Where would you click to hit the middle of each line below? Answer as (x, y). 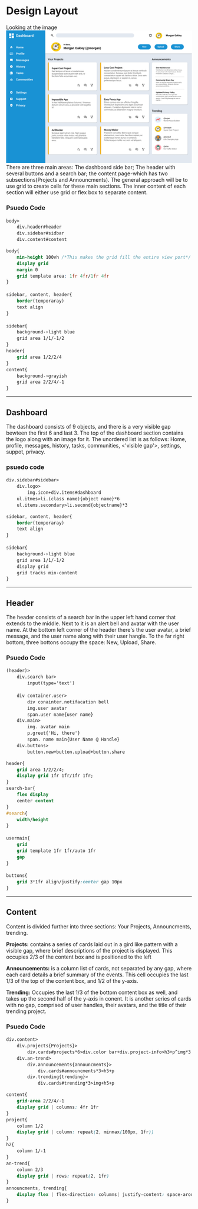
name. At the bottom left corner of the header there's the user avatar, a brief (99, 630)
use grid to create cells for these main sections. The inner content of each (96, 186)
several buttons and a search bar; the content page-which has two (87, 173)
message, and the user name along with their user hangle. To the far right (95, 636)
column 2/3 (30, 1170)
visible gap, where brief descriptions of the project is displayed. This (89, 950)
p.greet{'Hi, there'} (54, 733)
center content (35, 800)
